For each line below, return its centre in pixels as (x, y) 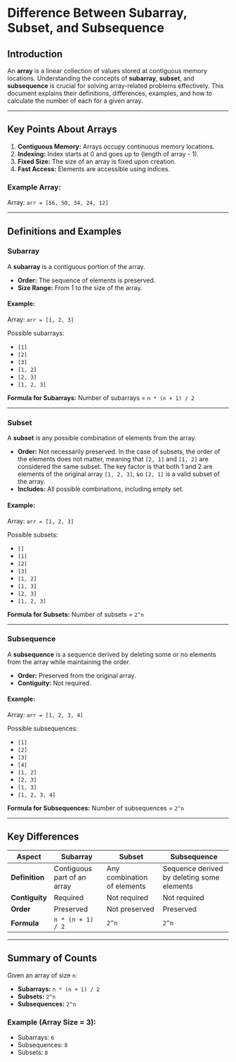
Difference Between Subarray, (97, 13)
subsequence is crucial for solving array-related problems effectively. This (116, 86)
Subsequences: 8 (42, 1044)
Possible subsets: (33, 535)
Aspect (29, 856)
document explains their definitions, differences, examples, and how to (110, 93)
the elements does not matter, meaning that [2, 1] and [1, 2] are (113, 459)
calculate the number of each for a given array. (75, 101)
